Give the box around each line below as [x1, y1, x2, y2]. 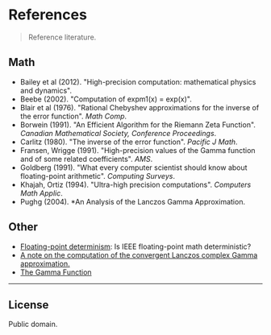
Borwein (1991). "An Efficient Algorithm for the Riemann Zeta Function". [19, 119, 256, 130]
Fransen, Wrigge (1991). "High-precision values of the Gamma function [19, 145, 256, 155]
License [8, 298, 49, 312]
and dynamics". [19, 85, 73, 95]
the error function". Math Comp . [19, 111, 127, 121]
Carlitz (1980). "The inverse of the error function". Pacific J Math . [19, 137, 238, 147]
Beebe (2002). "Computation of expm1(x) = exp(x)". [19, 94, 192, 104]
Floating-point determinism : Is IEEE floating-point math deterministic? [19, 242, 252, 251]
